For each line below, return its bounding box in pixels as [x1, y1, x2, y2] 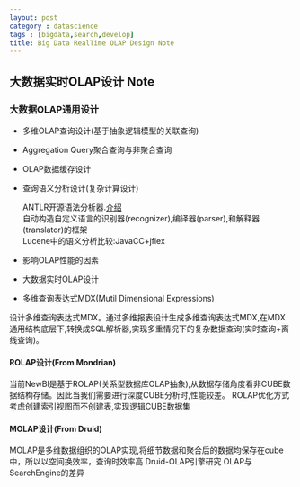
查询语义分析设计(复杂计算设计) [22, 182, 139, 194]
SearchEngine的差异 [9, 467, 85, 478]
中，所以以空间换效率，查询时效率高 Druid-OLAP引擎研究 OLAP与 [9, 456, 253, 467]
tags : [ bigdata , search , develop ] [9, 30, 135, 39]
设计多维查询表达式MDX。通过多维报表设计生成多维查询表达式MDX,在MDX [9, 311, 286, 322]
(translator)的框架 [22, 224, 88, 235]
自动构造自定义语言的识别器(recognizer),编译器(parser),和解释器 [22, 212, 260, 223]
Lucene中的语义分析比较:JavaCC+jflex [22, 235, 166, 246]
